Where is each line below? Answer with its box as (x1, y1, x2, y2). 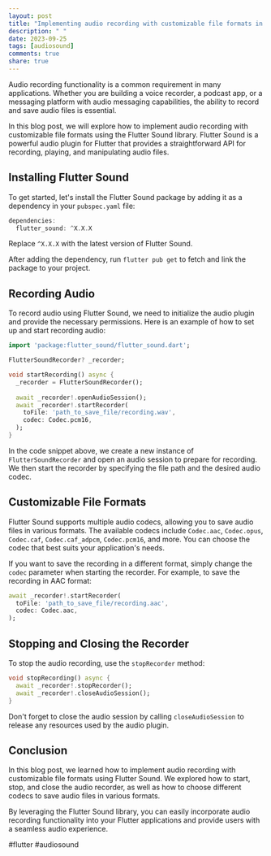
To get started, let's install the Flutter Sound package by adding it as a (8, 192, 243, 202)
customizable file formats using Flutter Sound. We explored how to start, (8, 774, 251, 784)
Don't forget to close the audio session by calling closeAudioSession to (8, 711, 245, 721)
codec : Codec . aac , (15, 606, 79, 615)
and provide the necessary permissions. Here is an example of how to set (8, 317, 255, 327)
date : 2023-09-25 (8, 34, 67, 43)
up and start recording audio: (8, 326, 106, 336)
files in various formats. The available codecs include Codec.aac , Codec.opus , (8, 525, 264, 535)
